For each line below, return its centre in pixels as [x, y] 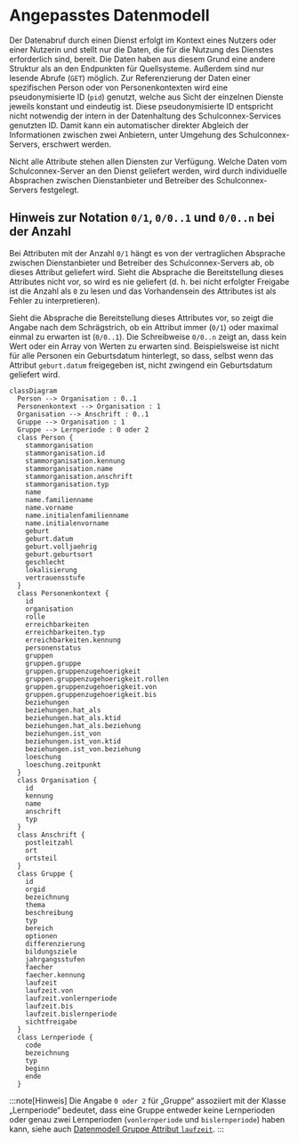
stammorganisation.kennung [75, 461]
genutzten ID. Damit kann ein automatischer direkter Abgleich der [129, 125]
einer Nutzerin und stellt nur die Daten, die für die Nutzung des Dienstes [141, 49]
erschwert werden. [77, 144]
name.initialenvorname [67, 523]
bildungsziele [51, 952]
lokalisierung [51, 570]
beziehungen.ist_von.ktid [73, 741]
